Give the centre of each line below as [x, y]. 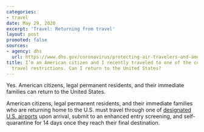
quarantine [20, 123]
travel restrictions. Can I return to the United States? [87, 68]
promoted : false [27, 40]
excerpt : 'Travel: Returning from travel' [61, 29]
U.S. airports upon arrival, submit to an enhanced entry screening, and [94, 116]
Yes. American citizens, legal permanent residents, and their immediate [95, 85]
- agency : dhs [24, 51]
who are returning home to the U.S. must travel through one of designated [99, 110]
